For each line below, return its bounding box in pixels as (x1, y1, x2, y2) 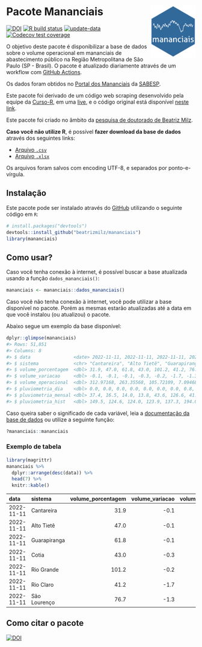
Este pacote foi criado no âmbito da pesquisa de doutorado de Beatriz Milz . (6, 116, 194, 124)
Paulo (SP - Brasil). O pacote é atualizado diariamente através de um (6, 62, 176, 69)
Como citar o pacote (6, 618, 84, 628)
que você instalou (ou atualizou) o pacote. (6, 311, 111, 318)
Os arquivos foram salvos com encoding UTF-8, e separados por (6, 164, 167, 171)
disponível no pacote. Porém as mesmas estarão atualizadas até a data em (6, 305, 192, 312)
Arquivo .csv (14, 146, 47, 153)
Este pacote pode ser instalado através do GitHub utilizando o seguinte (6, 204, 182, 211)
